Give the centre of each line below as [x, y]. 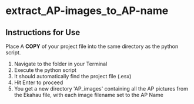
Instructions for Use [43, 32]
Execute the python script [45, 70]
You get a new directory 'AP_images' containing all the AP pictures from [101, 89]
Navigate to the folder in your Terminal [61, 64]
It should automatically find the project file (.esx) [73, 76]
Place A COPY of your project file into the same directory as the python [92, 46]
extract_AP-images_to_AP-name [87, 11]
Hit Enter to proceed [39, 82]
